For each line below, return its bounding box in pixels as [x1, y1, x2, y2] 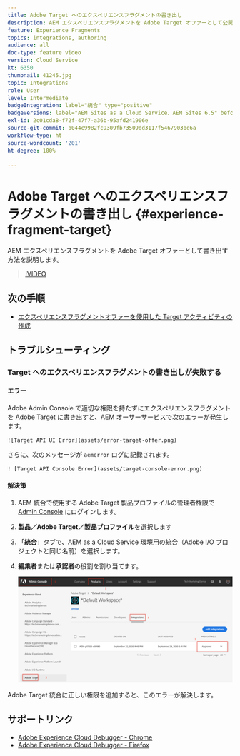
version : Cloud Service [7, 57, 79, 64]
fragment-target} [7, 222, 112, 238]
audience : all [7, 41, 50, 49]
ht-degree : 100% [7, 147, 56, 154]
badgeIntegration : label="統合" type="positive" [7, 102, 153, 109]
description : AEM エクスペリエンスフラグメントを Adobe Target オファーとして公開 [7, 19, 234, 26]
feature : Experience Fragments [7, 26, 101, 34]
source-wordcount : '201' [7, 139, 81, 146]
